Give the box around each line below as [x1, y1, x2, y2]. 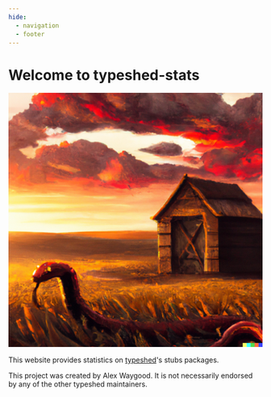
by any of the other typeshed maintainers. [8, 379, 148, 389]
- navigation [15, 21, 60, 30]
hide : [8, 13, 27, 21]
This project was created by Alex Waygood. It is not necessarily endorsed [8, 371, 253, 381]
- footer [15, 30, 45, 38]
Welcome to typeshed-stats [8, 65, 200, 84]
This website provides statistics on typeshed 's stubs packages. [8, 355, 219, 365]
